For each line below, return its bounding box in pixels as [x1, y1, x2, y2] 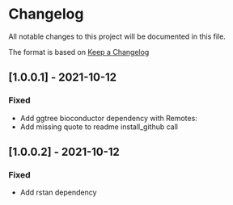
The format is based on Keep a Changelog [8, 47, 150, 56]
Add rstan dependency [19, 187, 97, 198]
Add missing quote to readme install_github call [19, 122, 178, 132]
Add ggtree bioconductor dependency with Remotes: [19, 113, 198, 123]
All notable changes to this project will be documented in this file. [8, 31, 227, 41]
